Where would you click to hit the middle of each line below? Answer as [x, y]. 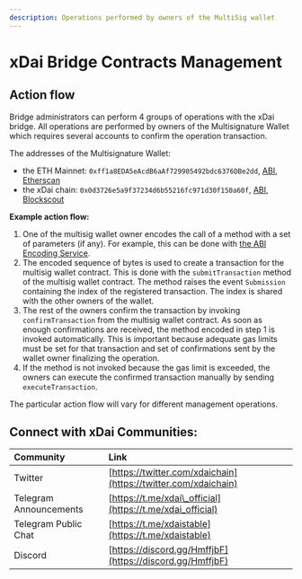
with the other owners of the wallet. [88, 301]
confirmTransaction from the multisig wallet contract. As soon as [142, 320]
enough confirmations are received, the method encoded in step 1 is [149, 329]
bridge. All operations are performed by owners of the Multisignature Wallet [149, 126]
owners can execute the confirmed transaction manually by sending [148, 377]
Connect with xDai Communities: [103, 432]
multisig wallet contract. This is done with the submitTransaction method [157, 272]
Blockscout [43, 199]
